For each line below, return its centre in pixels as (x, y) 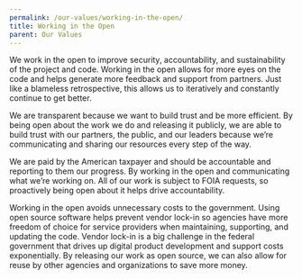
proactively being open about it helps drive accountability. (117, 191)
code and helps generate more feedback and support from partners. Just (146, 79)
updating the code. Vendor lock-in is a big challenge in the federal (132, 237)
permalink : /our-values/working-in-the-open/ (96, 18)
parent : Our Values (46, 34)
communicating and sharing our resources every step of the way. (131, 144)
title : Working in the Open (62, 26)
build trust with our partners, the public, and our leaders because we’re (142, 135)
